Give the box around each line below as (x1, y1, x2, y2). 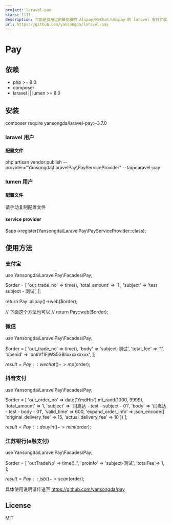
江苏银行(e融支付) (5, 438, 50, 445)
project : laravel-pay (5, 7, 52, 13)
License (5, 501, 31, 510)
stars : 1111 (5, 12, 31, 17)
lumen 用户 (5, 178, 33, 186)
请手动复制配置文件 (5, 204, 46, 210)
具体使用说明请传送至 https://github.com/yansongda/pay (5, 486, 125, 492)
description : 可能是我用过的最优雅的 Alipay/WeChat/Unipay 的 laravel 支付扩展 (5, 17, 167, 22)
